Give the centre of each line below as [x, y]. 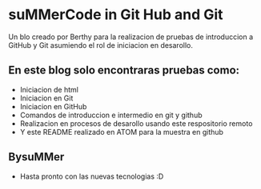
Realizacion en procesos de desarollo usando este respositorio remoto [136, 123]
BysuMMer [36, 157]
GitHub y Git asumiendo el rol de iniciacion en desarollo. [101, 45]
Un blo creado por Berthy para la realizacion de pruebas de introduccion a [131, 37]
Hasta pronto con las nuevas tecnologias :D [92, 176]
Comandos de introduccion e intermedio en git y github [111, 115]
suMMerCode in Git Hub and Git [116, 15]
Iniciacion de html [49, 89]
